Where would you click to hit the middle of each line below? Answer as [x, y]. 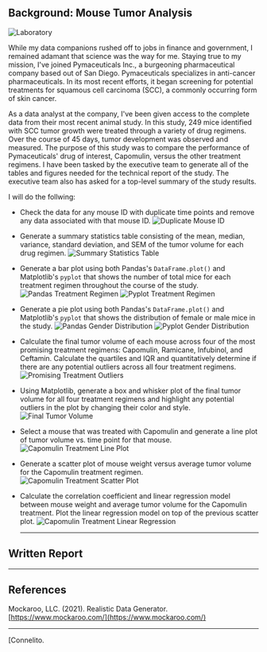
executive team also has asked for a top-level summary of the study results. [132, 181]
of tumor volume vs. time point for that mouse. [96, 440]
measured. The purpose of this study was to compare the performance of [129, 147]
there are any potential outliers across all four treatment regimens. [128, 367]
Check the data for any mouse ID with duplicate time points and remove [137, 212]
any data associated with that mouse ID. [85, 220]
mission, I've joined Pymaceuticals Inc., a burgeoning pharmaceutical [122, 64]
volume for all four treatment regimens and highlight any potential [127, 399]
